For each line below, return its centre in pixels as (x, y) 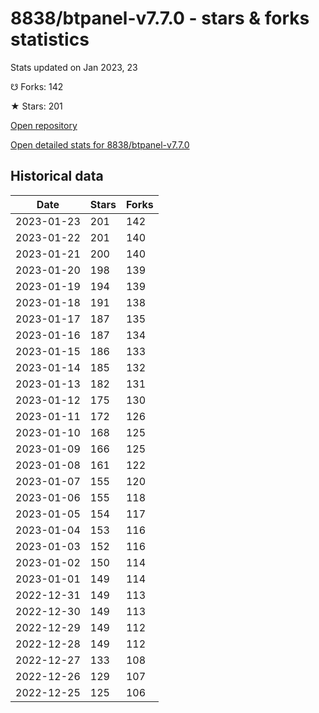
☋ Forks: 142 (37, 86)
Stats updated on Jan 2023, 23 (74, 67)
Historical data (57, 176)
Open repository (44, 125)
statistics (50, 39)
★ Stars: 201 (36, 106)
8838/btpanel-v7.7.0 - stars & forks (160, 18)
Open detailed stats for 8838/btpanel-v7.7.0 (100, 144)
